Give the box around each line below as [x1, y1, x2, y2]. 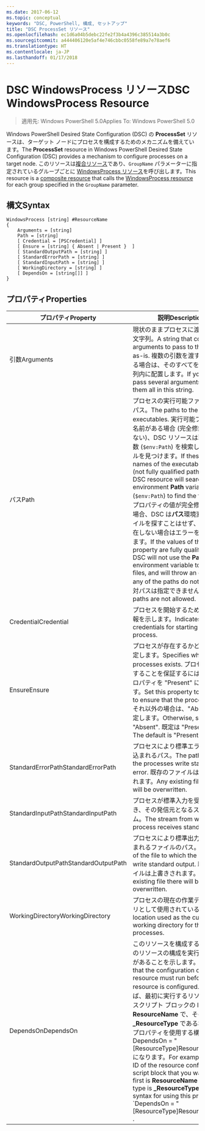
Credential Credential [9, 618, 69, 626]
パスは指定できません [138, 586, 200, 595]
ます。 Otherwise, [145, 714, 194, 722]
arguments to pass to [132, 342, 193, 351]
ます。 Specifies [145, 651, 190, 659]
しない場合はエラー [138, 528, 194, 537]
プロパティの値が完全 [132, 501, 194, 509]
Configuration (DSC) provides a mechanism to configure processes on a [6, 153, 188, 160]
